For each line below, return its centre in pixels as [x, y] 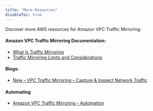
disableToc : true [24, 15]
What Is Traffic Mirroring [38, 52]
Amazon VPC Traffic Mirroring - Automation [58, 103]
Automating [18, 92]
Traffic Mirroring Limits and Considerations [57, 57]
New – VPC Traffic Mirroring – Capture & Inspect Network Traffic [80, 80]
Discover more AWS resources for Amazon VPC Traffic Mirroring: [73, 29]
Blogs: [12, 69]
